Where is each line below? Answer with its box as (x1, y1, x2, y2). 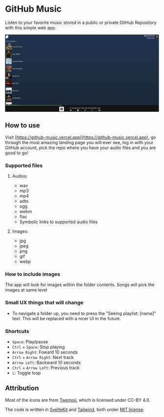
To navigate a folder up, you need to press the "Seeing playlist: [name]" (12, 310, 156, 316)
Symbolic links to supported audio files (19, 219, 98, 225)
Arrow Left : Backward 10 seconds (12, 359, 81, 365)
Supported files (5, 162, 43, 169)
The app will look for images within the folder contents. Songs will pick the (5, 282, 155, 288)
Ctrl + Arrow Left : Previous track (12, 365, 80, 371)
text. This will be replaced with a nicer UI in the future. (12, 315, 121, 321)
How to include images (5, 271, 61, 277)
